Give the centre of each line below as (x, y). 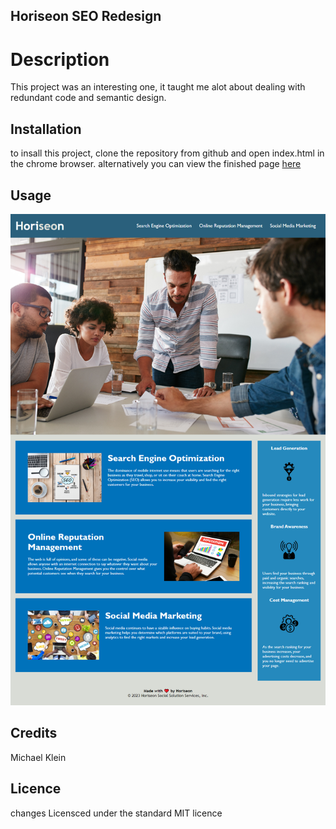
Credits (34, 733)
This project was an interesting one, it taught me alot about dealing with (158, 87)
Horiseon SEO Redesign (86, 16)
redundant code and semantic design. (88, 98)
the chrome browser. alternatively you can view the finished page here (156, 164)
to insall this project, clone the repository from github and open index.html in (167, 153)
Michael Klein (38, 757)
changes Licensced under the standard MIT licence (116, 813)
